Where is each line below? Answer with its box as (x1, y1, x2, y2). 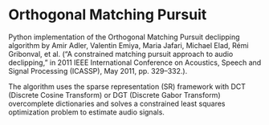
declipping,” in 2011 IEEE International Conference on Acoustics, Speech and (8, 58, 262, 67)
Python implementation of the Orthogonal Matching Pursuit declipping (8, 32, 240, 42)
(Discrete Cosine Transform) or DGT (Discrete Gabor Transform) (8, 90, 221, 99)
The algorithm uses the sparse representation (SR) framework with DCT (8, 82, 247, 91)
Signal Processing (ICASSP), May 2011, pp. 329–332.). (8, 66, 188, 75)
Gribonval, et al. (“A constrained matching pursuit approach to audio (8, 49, 234, 58)
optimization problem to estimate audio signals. (8, 107, 165, 117)
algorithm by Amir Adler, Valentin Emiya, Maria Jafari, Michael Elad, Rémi (8, 40, 249, 50)
